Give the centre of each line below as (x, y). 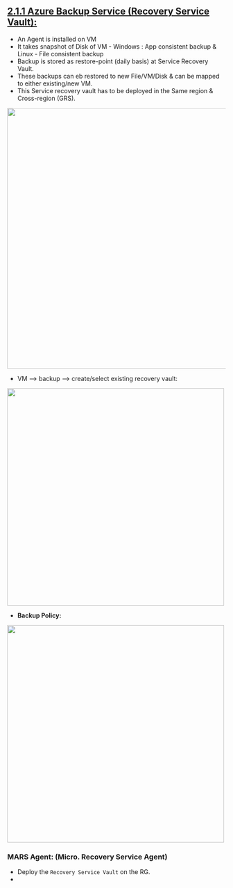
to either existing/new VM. (55, 83)
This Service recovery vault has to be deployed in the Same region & (115, 90)
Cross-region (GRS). (46, 98)
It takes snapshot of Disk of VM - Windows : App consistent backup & (117, 46)
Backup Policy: (39, 615)
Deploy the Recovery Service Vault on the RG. (84, 872)
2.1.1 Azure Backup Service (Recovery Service (109, 11)
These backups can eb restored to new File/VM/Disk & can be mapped (118, 76)
